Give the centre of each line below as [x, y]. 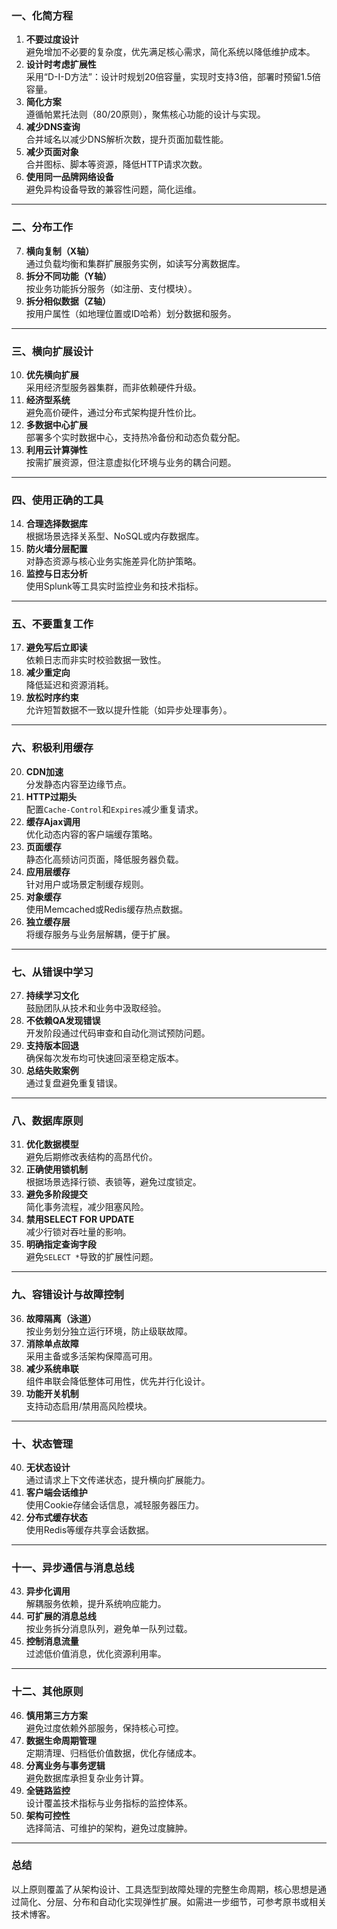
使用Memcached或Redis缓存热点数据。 [107, 909]
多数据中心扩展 [56, 424]
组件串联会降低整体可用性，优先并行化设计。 [118, 1381]
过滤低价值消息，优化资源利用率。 [96, 1654]
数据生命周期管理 [61, 1740]
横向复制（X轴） [60, 251]
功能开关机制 [52, 1393]
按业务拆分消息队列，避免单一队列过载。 [109, 1629]
